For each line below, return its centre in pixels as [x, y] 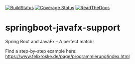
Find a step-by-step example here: [41, 51]
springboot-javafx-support [63, 28]
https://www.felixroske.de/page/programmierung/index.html [67, 56]
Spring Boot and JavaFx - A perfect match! [49, 41]
